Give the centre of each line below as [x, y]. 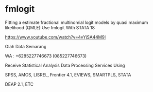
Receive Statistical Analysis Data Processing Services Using [65, 65]
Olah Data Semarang [26, 46]
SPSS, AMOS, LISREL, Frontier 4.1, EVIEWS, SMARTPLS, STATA [68, 74]
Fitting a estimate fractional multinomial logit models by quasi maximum [76, 22]
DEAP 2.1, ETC [19, 84]
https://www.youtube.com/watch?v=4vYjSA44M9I [55, 37]
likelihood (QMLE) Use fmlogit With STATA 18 [50, 27]
